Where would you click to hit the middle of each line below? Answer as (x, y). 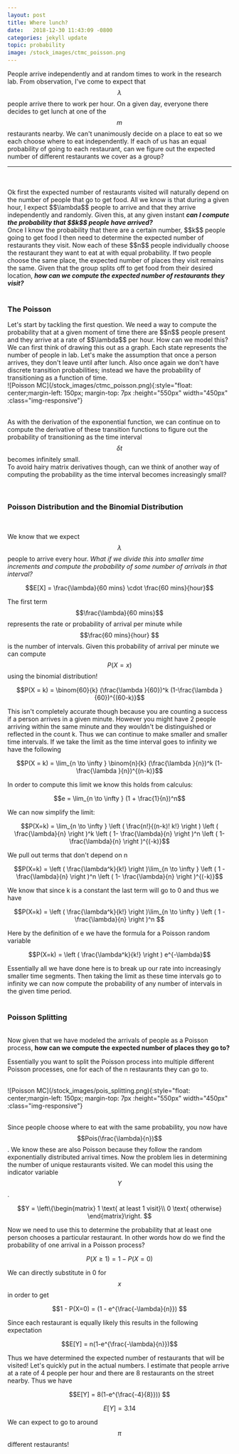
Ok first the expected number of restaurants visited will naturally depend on (118, 192)
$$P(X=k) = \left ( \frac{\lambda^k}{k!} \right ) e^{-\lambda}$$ (119, 954)
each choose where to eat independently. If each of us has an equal (107, 141)
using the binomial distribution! (53, 676)
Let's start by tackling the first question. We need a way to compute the (112, 325)
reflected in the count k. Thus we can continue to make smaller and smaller (117, 734)
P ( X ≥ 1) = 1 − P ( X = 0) (119, 1258)
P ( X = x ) (119, 665)
